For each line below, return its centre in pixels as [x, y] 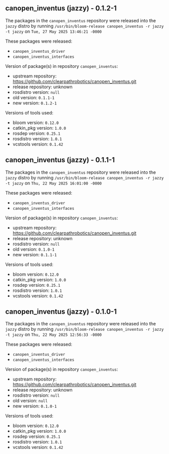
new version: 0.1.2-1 [35, 103]
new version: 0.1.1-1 [35, 254]
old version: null [30, 401]
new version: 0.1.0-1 [35, 406]
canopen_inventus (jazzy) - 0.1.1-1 [60, 160]
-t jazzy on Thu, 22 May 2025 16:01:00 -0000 [54, 183]
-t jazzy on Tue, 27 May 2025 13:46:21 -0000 [54, 31]
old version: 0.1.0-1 [33, 249]
